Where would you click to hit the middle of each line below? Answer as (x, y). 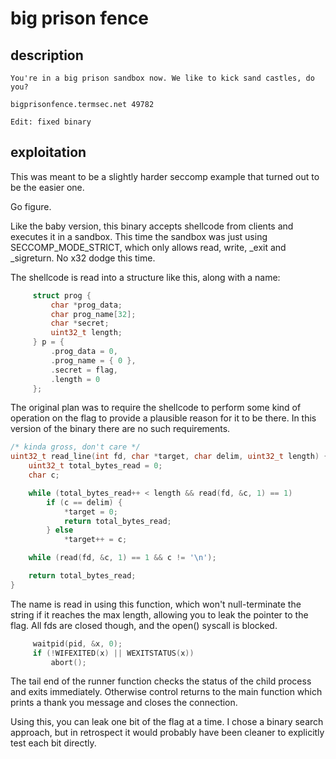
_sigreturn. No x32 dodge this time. (83, 258)
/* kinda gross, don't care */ (75, 447)
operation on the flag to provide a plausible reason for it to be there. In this (163, 418)
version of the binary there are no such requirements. (120, 429)
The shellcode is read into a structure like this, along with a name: (145, 277)
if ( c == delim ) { (84, 502)
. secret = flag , (84, 370)
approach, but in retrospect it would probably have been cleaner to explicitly (167, 733)
